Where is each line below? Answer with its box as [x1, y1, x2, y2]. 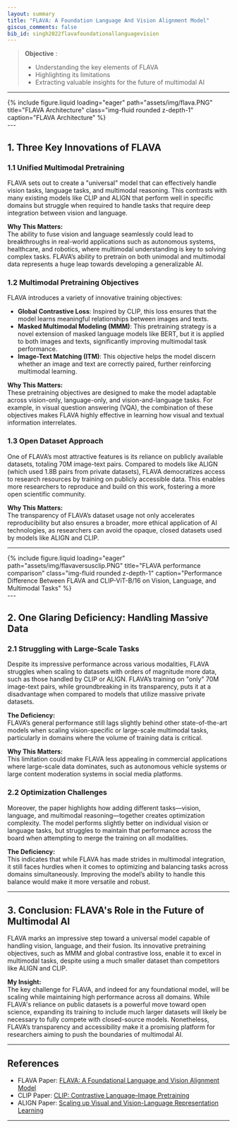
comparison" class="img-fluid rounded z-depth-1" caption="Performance [7, 569, 222, 577]
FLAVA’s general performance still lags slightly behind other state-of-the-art [7, 718, 228, 728]
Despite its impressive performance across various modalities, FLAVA [7, 660, 209, 668]
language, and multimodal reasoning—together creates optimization [7, 811, 205, 819]
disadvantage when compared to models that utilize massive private [7, 690, 206, 699]
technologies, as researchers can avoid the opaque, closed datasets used [7, 526, 222, 534]
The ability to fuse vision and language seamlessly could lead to [7, 230, 194, 238]
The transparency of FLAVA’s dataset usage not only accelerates [7, 511, 195, 519]
